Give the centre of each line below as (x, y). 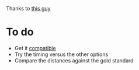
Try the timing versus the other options (61, 54)
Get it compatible (35, 48)
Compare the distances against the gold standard (74, 60)
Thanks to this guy (28, 8)
